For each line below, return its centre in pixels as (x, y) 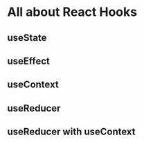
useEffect (29, 61)
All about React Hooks (72, 12)
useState (27, 38)
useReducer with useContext (71, 132)
